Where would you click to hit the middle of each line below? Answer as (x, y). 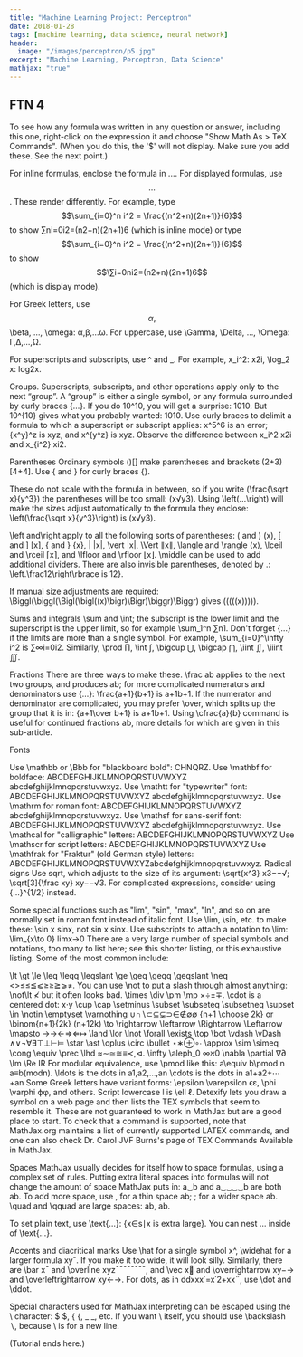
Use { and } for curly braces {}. (93, 471)
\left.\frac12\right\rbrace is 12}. (66, 573)
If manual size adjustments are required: (84, 591)
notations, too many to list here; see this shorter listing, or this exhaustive (146, 948)
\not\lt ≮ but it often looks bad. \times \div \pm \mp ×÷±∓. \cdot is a (136, 994)
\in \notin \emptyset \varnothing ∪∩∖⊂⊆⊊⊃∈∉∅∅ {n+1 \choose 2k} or (142, 1014)
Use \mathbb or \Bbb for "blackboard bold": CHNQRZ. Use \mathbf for (141, 767)
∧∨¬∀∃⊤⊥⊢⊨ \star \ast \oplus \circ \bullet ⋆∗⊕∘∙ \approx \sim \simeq (144, 1043)
